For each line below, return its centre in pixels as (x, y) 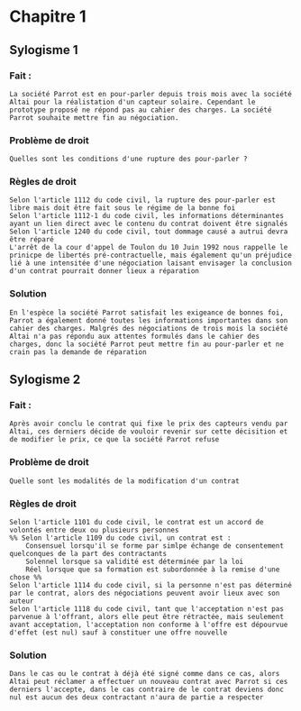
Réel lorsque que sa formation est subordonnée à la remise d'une (153, 570)
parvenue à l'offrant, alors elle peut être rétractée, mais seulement (146, 617)
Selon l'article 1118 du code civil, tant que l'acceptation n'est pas (146, 609)
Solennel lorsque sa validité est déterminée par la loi (135, 562)
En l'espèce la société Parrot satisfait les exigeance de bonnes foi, (146, 313)
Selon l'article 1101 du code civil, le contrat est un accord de (137, 523)
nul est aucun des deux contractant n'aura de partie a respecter (137, 697)
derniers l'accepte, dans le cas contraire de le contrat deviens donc (146, 690)
